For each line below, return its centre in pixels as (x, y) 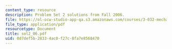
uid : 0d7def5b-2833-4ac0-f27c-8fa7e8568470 (52, 39)
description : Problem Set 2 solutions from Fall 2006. (65, 15)
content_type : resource (31, 10)
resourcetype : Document (31, 29)
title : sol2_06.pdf (26, 34)
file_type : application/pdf (35, 24)
